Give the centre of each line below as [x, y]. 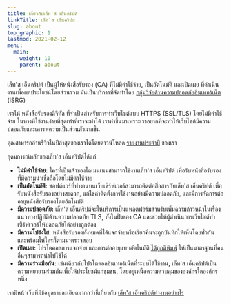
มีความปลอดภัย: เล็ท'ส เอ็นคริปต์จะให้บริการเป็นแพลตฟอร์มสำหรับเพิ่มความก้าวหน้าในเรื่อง [119, 209]
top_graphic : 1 [29, 33]
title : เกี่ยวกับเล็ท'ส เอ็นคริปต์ [42, 13]
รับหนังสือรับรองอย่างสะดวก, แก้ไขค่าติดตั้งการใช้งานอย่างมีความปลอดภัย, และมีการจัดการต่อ [120, 193]
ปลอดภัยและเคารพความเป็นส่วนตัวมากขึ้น [54, 129]
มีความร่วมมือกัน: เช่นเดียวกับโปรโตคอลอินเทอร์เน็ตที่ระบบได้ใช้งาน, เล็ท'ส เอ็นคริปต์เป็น [117, 263]
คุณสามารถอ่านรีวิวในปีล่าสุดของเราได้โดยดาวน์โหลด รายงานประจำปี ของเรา [92, 143]
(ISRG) [17, 100]
